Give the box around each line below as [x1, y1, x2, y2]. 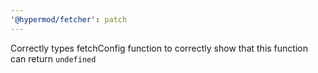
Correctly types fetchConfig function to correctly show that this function [10, 42, 308, 54]
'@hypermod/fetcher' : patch [10, 14, 128, 25]
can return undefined [10, 52, 97, 65]
